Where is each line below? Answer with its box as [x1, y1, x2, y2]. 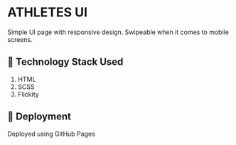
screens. [7, 35, 33, 43]
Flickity [17, 90, 39, 98]
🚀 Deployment [7, 111, 71, 123]
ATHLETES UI [7, 4, 87, 21]
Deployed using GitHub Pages [7, 129, 96, 138]
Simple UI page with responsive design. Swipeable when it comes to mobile [7, 28, 230, 36]
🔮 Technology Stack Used [7, 56, 124, 68]
